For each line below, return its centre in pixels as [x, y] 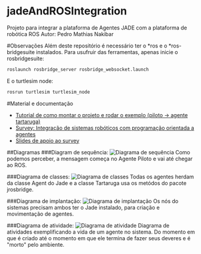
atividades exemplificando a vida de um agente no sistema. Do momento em [101, 232]
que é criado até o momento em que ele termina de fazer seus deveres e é [99, 238]
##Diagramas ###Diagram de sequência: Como [98, 152]
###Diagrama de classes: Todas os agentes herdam [100, 177]
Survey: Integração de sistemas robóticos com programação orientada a [105, 128]
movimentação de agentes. [40, 214]
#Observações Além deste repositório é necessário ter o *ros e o [87, 46]
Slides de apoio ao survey [47, 141]
